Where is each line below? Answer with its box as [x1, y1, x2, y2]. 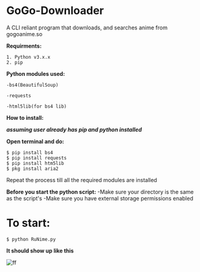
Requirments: [6, 42, 42, 50]
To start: [6, 216, 51, 230]
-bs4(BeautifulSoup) [6, 82, 59, 88]
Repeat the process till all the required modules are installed [6, 176, 157, 183]
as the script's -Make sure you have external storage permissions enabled [6, 194, 194, 202]
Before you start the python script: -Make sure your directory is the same [6, 188, 194, 196]
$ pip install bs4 [6, 149, 53, 156]
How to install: [6, 114, 44, 121]
